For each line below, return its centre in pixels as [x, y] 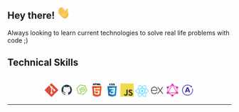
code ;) [18, 40]
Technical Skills [43, 63]
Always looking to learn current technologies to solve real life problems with [118, 33]
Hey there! [31, 16]
